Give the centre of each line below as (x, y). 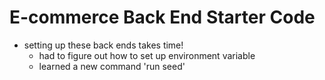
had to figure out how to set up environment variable (147, 55)
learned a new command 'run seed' (112, 66)
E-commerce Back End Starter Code (162, 17)
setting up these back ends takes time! (103, 45)
